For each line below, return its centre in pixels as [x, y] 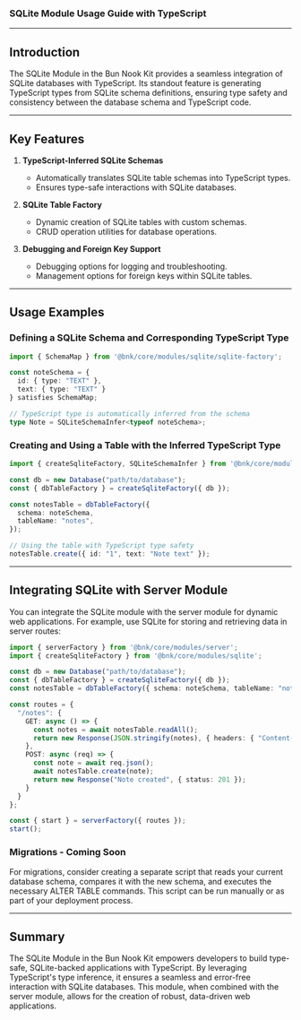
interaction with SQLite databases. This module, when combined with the [144, 987]
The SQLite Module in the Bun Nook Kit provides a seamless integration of [146, 73]
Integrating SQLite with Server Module [119, 590]
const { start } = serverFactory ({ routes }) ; [98, 821]
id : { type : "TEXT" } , [60, 381]
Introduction [45, 52]
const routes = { [42, 705]
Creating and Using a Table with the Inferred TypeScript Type [145, 445]
